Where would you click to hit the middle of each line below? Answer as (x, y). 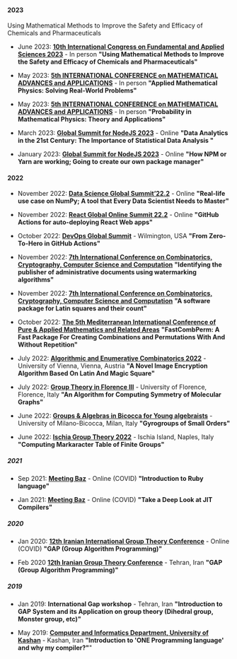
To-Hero (30, 243)
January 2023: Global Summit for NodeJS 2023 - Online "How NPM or (122, 154)
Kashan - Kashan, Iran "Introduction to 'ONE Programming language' (121, 641)
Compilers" (35, 507)
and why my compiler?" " (55, 648)
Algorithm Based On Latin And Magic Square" (86, 373)
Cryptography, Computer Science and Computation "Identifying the (120, 264)
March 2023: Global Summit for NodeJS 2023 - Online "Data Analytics (123, 133)
